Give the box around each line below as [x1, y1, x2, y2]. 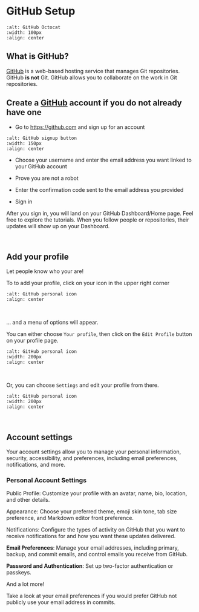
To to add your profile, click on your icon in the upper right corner [6, 280, 170, 287]
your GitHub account [15, 162, 68, 170]
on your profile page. [6, 337, 59, 344]
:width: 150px [6, 140, 42, 146]
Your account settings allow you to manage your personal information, [6, 448, 181, 455]
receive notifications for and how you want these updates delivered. [6, 533, 176, 540]
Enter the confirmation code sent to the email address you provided [15, 186, 184, 193]
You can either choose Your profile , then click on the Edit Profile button [6, 331, 192, 338]
